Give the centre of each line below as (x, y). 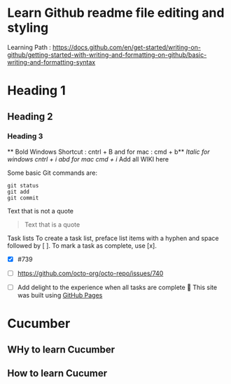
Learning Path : (29, 47)
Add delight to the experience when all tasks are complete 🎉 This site (117, 287)
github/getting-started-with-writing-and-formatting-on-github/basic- (107, 55)
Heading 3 (25, 136)
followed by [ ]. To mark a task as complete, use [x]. (82, 245)
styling (28, 28)
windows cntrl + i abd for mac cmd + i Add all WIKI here (88, 159)
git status (23, 185)
